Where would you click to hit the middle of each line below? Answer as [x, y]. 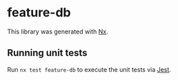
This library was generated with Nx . [58, 31]
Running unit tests [47, 53]
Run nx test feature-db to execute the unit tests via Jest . [89, 69]
